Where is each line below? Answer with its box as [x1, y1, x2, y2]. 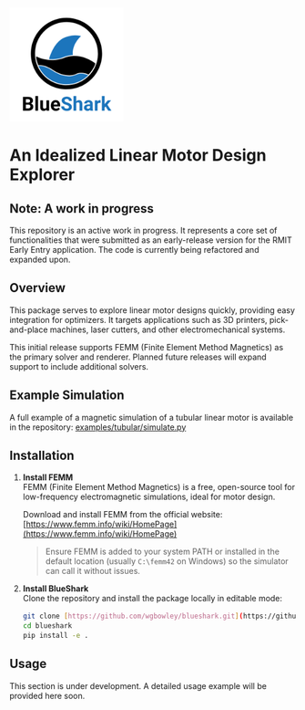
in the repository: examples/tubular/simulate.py [9, 422, 187, 433]
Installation [9, 448, 75, 464]
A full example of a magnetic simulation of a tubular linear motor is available [9, 412, 294, 423]
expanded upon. [9, 254, 71, 265]
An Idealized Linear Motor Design [9, 145, 267, 166]
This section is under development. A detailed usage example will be [9, 680, 267, 691]
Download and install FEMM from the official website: [22, 509, 223, 520]
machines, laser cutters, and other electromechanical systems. [49, 324, 286, 335]
